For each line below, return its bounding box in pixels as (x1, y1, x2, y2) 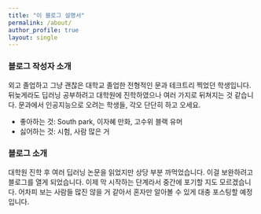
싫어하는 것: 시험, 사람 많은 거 (19, 127, 110, 136)
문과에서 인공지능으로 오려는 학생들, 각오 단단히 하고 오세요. (18, 100, 201, 109)
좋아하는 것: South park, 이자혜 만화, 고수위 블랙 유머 (19, 116, 183, 126)
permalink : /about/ (8, 19, 72, 27)
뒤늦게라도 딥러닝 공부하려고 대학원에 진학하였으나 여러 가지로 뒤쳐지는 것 (8, 90, 233, 99)
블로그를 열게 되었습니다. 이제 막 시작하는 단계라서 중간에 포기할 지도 (8, 177, 218, 186)
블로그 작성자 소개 (8, 61, 72, 72)
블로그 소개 (8, 148, 48, 159)
